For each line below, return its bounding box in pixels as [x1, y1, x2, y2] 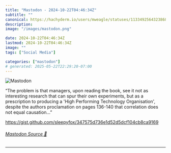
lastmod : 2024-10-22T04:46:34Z [5, 40, 72, 46]
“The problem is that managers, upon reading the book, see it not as [5, 88, 149, 94]
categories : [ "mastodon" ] [5, 59, 60, 64]
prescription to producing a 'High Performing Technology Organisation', [5, 98, 156, 105]
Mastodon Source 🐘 [5, 131, 47, 137]
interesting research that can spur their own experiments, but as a [5, 93, 144, 99]
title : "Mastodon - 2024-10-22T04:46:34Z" [5, 7, 97, 13]
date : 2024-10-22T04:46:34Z [5, 36, 65, 41]
